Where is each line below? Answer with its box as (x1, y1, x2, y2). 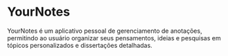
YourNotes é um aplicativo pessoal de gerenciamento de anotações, (7, 27, 202, 35)
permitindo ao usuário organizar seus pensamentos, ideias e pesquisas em (7, 33, 221, 42)
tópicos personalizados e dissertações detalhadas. (7, 41, 152, 49)
